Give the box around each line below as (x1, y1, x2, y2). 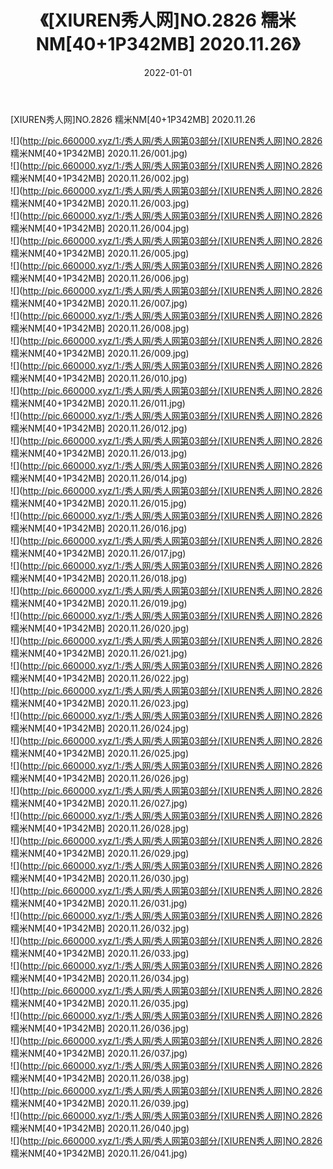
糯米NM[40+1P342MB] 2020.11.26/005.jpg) (10, 247, 190, 259)
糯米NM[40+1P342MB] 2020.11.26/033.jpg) (10, 947, 190, 959)
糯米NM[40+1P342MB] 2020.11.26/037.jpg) (10, 1047, 188, 1059)
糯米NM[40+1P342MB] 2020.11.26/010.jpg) (10, 372, 188, 384)
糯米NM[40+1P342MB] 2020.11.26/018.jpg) (10, 572, 188, 584)
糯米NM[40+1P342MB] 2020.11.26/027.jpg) (10, 797, 188, 809)
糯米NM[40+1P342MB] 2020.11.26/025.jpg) (10, 747, 190, 759)
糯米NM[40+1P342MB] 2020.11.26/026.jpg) (10, 772, 190, 784)
